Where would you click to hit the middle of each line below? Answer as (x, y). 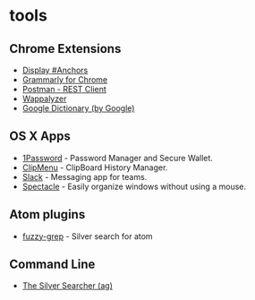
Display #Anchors (55, 70)
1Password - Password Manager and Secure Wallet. (117, 158)
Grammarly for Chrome (65, 80)
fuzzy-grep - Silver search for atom (88, 236)
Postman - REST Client (64, 89)
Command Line (52, 265)
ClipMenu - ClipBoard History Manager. (95, 167)
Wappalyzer (44, 99)
